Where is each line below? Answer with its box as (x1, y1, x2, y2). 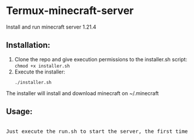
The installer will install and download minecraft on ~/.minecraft (6, 89, 159, 97)
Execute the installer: (14, 68, 65, 75)
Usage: (6, 107, 33, 117)
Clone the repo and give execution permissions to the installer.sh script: (14, 55, 188, 62)
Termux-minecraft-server (6, 4, 134, 17)
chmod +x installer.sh (14, 63, 70, 69)
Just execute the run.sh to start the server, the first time (6, 128, 188, 135)
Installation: (6, 40, 51, 50)
